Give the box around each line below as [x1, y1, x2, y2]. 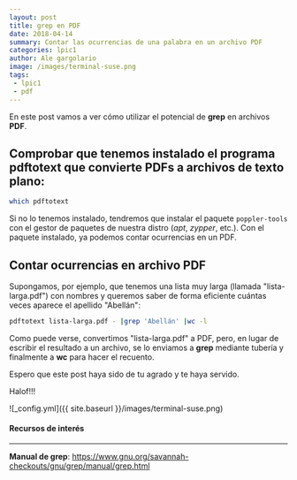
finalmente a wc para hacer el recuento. [9, 351, 155, 362]
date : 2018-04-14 [9, 29, 73, 38]
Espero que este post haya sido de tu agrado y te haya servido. [9, 369, 240, 379]
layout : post [9, 12, 57, 22]
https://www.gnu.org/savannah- [72, 452, 189, 462]
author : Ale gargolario [9, 54, 97, 63]
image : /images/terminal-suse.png [9, 63, 137, 72]
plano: [9, 173, 46, 188]
